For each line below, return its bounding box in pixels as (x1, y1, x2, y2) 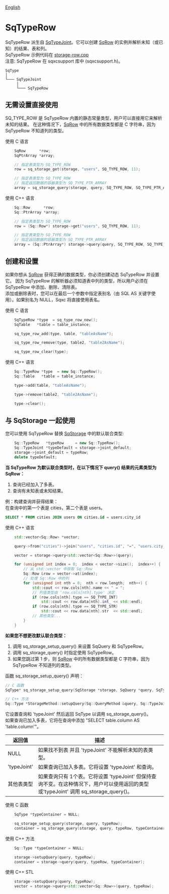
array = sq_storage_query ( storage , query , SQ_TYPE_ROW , (14, 185, 134, 190)
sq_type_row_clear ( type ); (14, 350, 69, 355)
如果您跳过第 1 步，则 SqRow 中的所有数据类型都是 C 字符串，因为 (12, 656, 150, 662)
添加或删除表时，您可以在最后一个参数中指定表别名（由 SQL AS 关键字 (5, 290, 152, 296)
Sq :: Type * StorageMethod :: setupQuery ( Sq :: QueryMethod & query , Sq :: (5, 701, 150, 707)
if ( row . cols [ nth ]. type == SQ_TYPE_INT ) (32, 594, 118, 600)
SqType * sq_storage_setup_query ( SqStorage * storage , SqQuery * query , (5, 687, 154, 693)
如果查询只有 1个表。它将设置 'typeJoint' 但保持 (38, 773, 152, 780)
